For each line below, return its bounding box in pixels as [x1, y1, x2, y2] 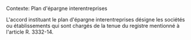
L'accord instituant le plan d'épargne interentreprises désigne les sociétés [6, 16, 185, 23]
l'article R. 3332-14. [6, 28, 54, 35]
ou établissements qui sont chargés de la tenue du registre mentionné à [6, 23, 180, 29]
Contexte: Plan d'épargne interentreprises [6, 5, 108, 12]
